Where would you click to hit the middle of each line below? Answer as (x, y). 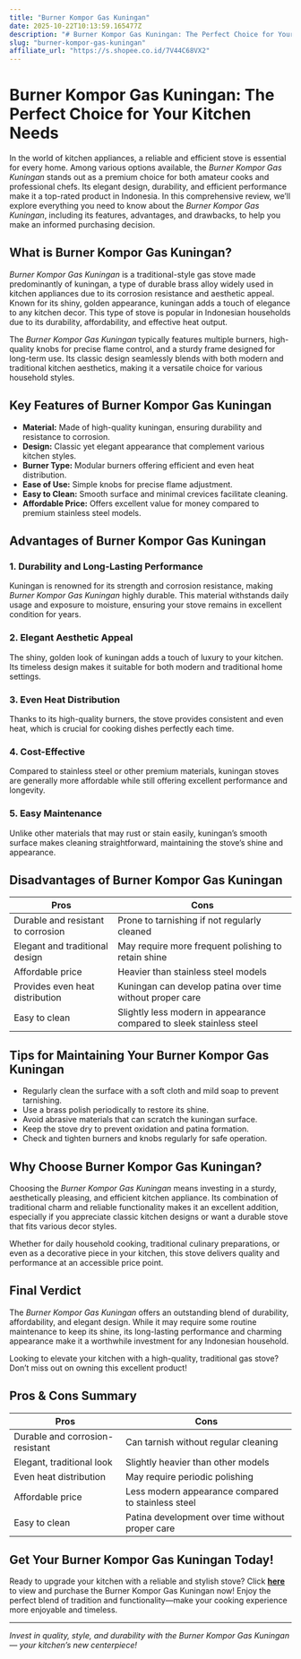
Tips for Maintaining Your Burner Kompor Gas (139, 1055)
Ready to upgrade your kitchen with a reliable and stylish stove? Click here (147, 1581)
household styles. (42, 377)
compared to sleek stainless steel (188, 1024)
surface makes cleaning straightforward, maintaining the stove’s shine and (146, 842)
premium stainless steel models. (82, 512)
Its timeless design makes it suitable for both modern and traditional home (146, 666)
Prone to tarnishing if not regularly (189, 921)
